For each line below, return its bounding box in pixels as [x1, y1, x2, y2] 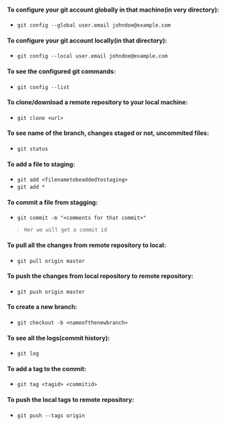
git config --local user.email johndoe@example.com [16, 53, 168, 60]
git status [16, 146, 49, 153]
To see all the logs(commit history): [7, 334, 110, 342]
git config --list [16, 84, 70, 90]
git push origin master [16, 288, 86, 295]
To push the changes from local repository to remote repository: [7, 272, 194, 280]
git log [16, 350, 39, 358]
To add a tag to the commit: [7, 364, 87, 373]
